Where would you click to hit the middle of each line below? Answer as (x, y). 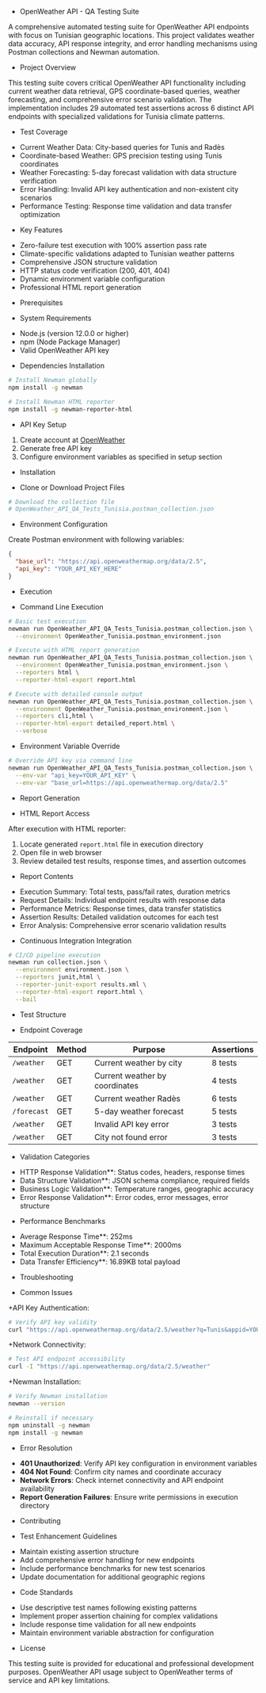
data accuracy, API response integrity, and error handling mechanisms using (133, 44)
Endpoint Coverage (51, 1030)
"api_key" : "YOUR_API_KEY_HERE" (69, 569)
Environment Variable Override (70, 746)
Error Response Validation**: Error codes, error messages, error (124, 1197)
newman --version (37, 1404)
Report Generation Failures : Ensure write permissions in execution (129, 1496)
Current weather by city (138, 1063)
